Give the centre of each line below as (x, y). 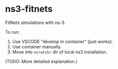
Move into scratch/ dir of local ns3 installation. (60, 52)
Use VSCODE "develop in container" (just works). (63, 41)
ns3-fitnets (29, 9)
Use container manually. (37, 46)
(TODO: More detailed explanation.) (41, 61)
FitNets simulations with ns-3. (35, 23)
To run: (12, 32)
